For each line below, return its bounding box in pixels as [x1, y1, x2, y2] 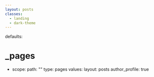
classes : [5, 12, 23, 16]
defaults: [5, 34, 23, 39]
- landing [9, 16, 29, 21]
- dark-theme [9, 20, 36, 26]
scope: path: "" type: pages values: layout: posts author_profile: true [12, 66, 149, 72]
